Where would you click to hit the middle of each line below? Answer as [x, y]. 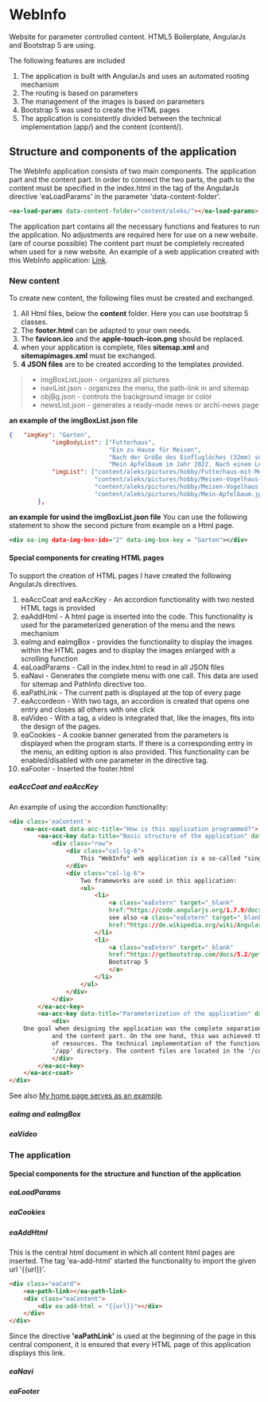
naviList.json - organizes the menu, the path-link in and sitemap [145, 388]
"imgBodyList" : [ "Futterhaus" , [103, 442]
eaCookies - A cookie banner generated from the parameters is [124, 735]
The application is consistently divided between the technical [121, 118]
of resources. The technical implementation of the [139, 1043]
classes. [34, 322]
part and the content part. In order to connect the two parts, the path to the [132, 179]
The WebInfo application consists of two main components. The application [133, 171]
